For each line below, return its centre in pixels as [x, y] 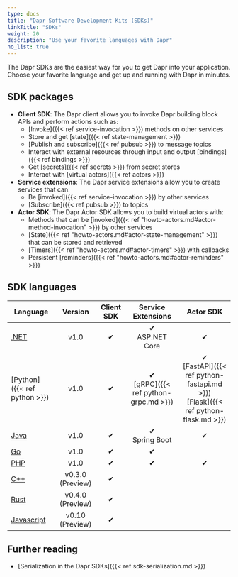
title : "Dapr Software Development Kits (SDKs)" [80, 21]
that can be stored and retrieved [75, 242]
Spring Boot [152, 439]
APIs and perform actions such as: [68, 121]
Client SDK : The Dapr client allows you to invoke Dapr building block [118, 114]
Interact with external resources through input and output [112, 152]
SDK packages [40, 97]
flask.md [197, 419]
